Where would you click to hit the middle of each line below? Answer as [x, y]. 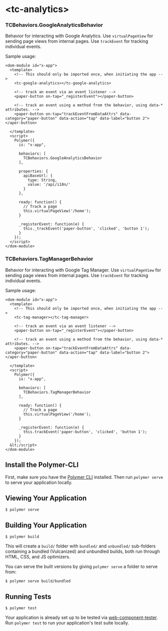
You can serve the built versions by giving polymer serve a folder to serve [81, 567]
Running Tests [28, 597]
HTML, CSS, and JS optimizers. [38, 557]
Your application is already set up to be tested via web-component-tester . [82, 617]
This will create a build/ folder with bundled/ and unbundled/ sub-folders [80, 546]
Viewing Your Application [46, 498]
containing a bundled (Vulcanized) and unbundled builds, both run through [82, 551]
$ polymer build [22, 537]
